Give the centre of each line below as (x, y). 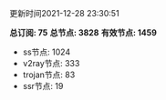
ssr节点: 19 (43, 86)
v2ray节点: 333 (51, 63)
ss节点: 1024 (47, 52)
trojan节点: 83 (49, 75)
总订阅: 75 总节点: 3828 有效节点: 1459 (83, 33)
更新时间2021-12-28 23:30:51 (65, 13)
